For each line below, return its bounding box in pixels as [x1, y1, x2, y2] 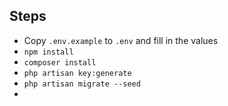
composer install [23, 57, 97, 68]
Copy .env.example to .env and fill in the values [23, 34, 219, 46]
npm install [23, 47, 74, 57]
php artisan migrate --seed [23, 79, 141, 89]
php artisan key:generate [23, 68, 132, 78]
